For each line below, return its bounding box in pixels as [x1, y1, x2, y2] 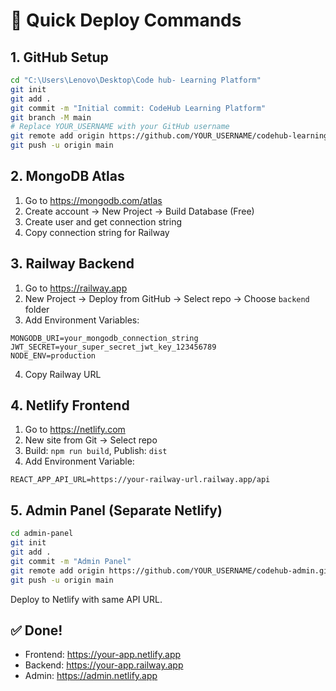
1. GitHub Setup [10, 49, 109, 66]
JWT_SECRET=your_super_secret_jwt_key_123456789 [10, 342, 217, 352]
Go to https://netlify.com [24, 424, 126, 436]
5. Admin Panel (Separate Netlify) [10, 502, 223, 519]
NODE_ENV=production [10, 350, 97, 361]
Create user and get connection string [24, 215, 183, 228]
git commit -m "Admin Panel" [10, 556, 132, 566]
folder [24, 303, 50, 315]
